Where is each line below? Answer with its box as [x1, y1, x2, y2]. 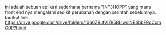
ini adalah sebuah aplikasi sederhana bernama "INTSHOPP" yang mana [5, 4, 151, 10]
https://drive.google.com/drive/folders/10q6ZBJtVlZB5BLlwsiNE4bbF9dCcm [5, 19, 161, 25]
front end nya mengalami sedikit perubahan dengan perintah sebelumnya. [5, 9, 156, 15]
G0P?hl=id [5, 25, 27, 31]
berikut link [5, 15, 28, 20]
